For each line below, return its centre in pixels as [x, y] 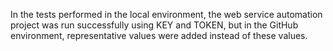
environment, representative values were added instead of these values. [159, 35]
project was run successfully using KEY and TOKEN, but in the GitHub [154, 25]
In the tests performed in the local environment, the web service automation [166, 14]
